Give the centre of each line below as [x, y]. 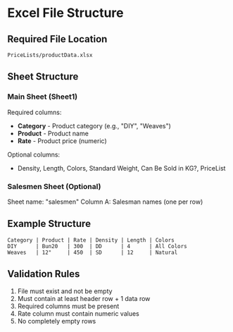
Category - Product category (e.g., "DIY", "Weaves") [94, 125]
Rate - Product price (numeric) [62, 141]
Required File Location [57, 39]
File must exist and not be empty [65, 291]
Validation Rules [44, 274]
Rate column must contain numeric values [78, 313]
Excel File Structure [65, 13]
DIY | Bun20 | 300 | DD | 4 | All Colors [97, 246]
